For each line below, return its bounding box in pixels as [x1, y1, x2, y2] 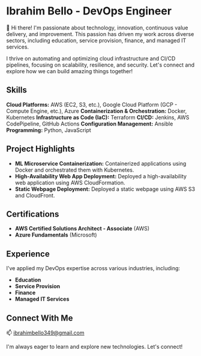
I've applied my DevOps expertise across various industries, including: [6, 265, 181, 272]
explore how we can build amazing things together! [6, 67, 133, 74]
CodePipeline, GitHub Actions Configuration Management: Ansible [6, 120, 173, 127]
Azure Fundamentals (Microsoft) [14, 231, 97, 238]
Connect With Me [6, 313, 73, 323]
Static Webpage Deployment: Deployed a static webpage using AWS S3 [14, 185, 196, 193]
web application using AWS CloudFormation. [14, 179, 125, 186]
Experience [6, 249, 50, 259]
